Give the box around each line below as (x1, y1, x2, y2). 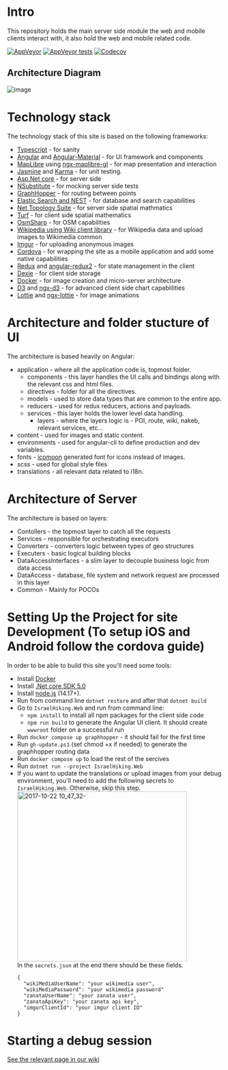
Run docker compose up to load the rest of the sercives (16, 754, 169, 762)
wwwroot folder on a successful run (27, 725, 124, 734)
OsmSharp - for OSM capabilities (16, 218, 111, 226)
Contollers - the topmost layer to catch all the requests (16, 527, 171, 535)
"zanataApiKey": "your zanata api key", (23, 998, 140, 1005)
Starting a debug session (7, 1032, 152, 1048)
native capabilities (16, 254, 68, 262)
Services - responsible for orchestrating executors (16, 534, 159, 543)
